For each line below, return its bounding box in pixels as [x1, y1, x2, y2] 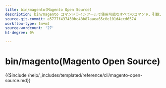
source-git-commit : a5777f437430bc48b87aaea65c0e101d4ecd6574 [5, 16, 136, 21]
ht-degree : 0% [5, 30, 35, 35]
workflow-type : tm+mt [5, 21, 50, 26]
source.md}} [5, 77, 31, 83]
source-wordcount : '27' [5, 26, 55, 31]
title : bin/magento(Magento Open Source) [5, 7, 92, 12]
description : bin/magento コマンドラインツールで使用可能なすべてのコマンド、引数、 [5, 12, 164, 17]
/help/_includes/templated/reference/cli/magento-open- [27, 72, 143, 78]
